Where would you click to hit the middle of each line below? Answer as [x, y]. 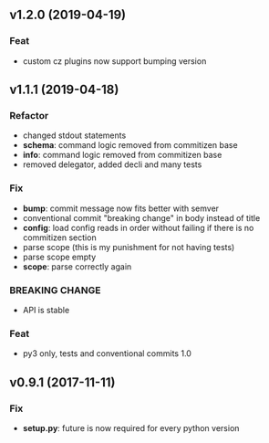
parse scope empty [59, 257]
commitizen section [60, 237]
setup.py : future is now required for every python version [131, 427]
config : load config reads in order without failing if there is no [138, 227]
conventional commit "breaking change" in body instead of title [141, 217]
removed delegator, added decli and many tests [112, 164]
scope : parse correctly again [77, 266]
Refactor [29, 116]
